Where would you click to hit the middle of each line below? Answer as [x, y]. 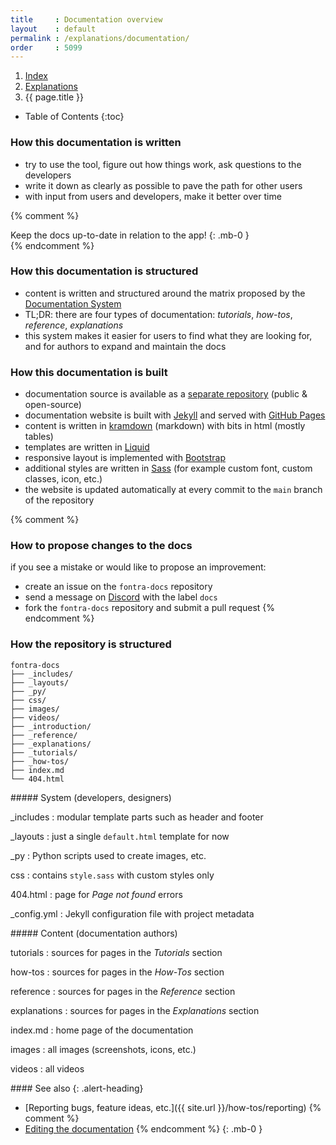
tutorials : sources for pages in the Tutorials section [116, 952]
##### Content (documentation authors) [94, 933]
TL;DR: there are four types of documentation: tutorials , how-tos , [158, 314]
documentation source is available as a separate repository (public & [166, 394]
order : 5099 [46, 47]
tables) [39, 437]
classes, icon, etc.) [63, 479]
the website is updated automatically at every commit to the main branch [173, 490]
